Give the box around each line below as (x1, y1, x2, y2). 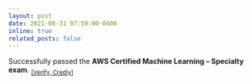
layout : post (8, 11, 52, 20)
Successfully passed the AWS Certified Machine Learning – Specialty (8, 57, 244, 66)
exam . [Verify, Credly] (8, 65, 74, 77)
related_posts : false (8, 34, 82, 43)
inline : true (8, 27, 52, 35)
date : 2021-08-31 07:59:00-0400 (8, 19, 117, 27)
